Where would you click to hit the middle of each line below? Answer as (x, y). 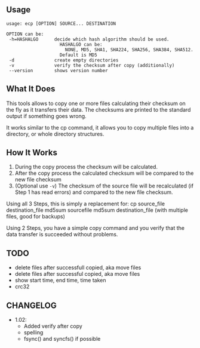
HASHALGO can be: (81, 44)
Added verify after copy (53, 326)
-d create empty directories (64, 60)
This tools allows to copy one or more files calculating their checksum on (96, 103)
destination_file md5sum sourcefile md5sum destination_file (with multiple (97, 210)
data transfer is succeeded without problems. (62, 235)
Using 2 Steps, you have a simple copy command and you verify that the (96, 228)
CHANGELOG (31, 305)
